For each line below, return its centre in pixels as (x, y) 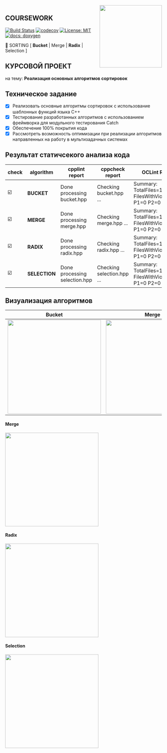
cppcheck (113, 169)
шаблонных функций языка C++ (46, 111)
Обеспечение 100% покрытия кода (50, 128)
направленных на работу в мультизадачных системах (70, 139)
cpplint (76, 169)
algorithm (42, 172)
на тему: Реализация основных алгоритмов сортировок (66, 78)
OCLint (150, 172)
